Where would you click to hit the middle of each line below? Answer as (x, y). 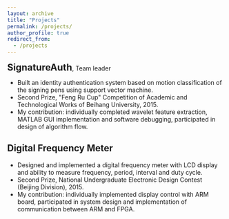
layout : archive (30, 13)
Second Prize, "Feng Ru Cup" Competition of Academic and (102, 97)
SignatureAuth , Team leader (59, 67)
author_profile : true (38, 33)
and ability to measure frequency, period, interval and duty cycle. (110, 172)
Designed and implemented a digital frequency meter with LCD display (117, 165)
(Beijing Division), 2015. (50, 187)
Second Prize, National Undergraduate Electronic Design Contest (110, 180)
